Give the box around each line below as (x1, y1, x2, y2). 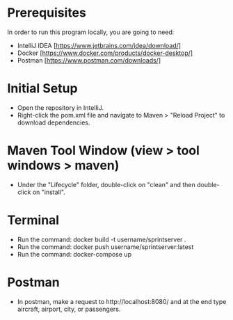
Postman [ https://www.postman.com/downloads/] (17, 56, 161, 64)
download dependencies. (17, 118, 90, 127)
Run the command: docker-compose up (17, 250, 132, 258)
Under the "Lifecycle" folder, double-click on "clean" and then (17, 180, 196, 189)
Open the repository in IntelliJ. (17, 103, 104, 112)
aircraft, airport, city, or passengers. (17, 305, 121, 313)
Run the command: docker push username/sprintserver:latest (17, 242, 194, 251)
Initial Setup (7, 81, 78, 97)
